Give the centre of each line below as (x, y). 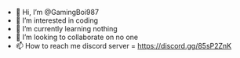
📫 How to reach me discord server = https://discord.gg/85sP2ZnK (124, 46)
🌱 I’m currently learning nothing (66, 29)
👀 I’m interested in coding (57, 20)
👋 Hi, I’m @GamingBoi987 (57, 12)
